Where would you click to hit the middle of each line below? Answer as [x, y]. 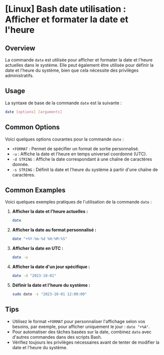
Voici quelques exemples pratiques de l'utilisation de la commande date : [79, 202]
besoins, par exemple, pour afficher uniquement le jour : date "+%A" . [81, 326]
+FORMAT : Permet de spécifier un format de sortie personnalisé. [76, 148]
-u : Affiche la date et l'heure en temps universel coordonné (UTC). [80, 154]
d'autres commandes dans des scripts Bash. [57, 337]
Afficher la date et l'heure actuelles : [50, 211]
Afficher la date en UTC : [38, 248]
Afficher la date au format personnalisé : [54, 230]
